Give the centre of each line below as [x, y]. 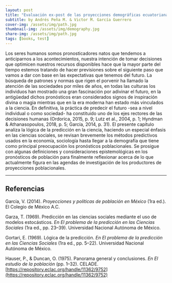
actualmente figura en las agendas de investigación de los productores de [83, 162]
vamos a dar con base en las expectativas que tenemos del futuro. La [79, 75]
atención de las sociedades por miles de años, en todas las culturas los [80, 86]
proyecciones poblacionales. [36, 168]
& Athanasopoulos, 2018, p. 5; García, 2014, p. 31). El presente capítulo [80, 124]
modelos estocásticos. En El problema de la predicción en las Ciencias [80, 222]
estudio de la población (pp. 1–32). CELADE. [52, 264]
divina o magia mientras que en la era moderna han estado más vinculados [84, 102]
